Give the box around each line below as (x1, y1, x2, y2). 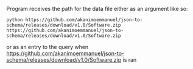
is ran (122, 56, 137, 63)
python (6, 17, 23, 23)
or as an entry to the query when (6, 44, 89, 50)
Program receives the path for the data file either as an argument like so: (6, 5, 188, 12)
